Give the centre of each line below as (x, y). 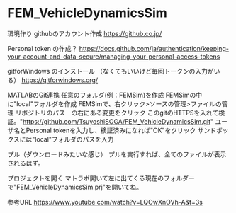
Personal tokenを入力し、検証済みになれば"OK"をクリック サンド (121, 130)
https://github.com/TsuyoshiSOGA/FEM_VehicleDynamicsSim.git (117, 121)
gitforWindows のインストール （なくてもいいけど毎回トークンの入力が (111, 71)
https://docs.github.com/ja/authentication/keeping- (154, 48)
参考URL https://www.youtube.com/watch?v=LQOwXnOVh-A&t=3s (105, 202)
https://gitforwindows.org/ (60, 80)
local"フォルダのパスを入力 (74, 139)
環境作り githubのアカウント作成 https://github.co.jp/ (85, 33)
